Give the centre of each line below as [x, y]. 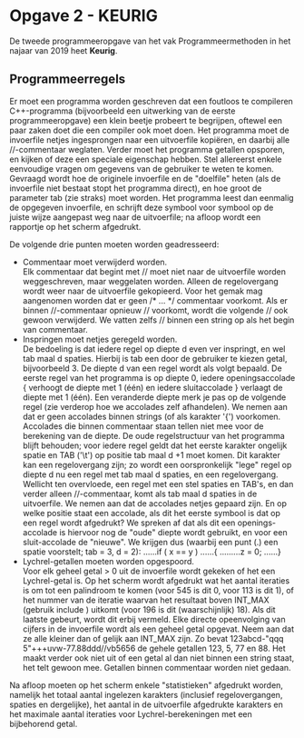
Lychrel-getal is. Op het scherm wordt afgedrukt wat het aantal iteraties [156, 580]
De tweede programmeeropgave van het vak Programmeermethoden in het [150, 41]
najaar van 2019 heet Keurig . [64, 50]
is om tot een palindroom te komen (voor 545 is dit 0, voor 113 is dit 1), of [158, 590]
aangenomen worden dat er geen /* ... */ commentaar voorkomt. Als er [155, 300]
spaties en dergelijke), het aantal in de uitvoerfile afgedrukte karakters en [146, 704]
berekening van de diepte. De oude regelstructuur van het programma [154, 435]
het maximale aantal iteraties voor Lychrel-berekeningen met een [131, 713]
